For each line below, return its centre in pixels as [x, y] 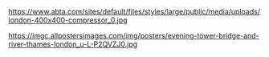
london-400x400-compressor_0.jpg [68, 20]
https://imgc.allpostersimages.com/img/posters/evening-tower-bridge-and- [134, 36]
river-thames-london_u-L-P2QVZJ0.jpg [73, 44]
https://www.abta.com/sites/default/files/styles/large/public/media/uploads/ [134, 12]
